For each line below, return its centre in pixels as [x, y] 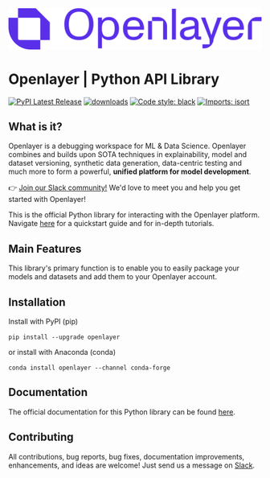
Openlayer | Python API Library [114, 79]
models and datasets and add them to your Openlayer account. [113, 277]
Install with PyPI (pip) [43, 322]
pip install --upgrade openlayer [64, 337]
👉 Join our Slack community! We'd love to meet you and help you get [125, 187]
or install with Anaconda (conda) [62, 352]
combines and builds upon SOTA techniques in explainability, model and [128, 155]
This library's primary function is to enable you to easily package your [124, 268]
